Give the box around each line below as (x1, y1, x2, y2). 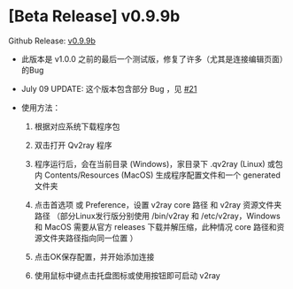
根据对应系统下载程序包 (34, 121, 120, 132)
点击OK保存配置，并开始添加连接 (34, 251, 155, 262)
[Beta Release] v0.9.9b (8, 6, 181, 27)
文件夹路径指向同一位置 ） (42, 232, 138, 243)
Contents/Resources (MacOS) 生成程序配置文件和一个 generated (44, 170, 281, 180)
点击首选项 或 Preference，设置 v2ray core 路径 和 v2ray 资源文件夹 (34, 199, 282, 209)
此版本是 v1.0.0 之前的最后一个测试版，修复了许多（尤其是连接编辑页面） (20, 53, 288, 64)
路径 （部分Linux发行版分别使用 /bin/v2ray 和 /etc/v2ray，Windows (34, 210, 281, 221)
